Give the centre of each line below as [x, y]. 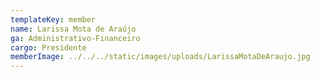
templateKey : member [53, 19]
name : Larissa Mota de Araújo [73, 29]
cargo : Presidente [48, 47]
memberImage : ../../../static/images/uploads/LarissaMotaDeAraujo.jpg [160, 57]
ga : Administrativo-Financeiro [75, 38]
